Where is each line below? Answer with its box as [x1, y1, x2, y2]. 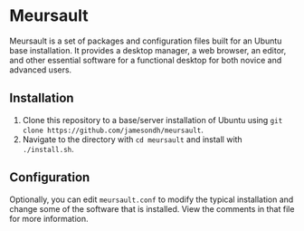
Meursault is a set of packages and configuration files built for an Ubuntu [9, 35, 282, 46]
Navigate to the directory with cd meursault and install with [22, 133, 242, 145]
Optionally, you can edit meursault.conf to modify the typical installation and [9, 194, 294, 205]
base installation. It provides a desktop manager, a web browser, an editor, [9, 44, 287, 55]
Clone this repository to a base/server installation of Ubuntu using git [22, 114, 283, 125]
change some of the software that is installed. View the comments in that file [9, 203, 295, 214]
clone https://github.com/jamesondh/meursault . [22, 124, 204, 135]
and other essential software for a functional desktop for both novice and [9, 54, 282, 65]
